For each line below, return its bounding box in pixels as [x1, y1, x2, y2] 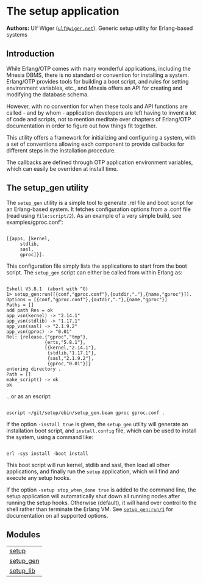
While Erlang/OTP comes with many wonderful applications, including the [6, 65, 191, 72]
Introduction [6, 49, 55, 59]
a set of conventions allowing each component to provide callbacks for [6, 140, 185, 148]
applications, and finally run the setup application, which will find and [6, 468, 180, 475]
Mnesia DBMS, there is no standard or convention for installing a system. [6, 71, 190, 79]
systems [6, 30, 27, 38]
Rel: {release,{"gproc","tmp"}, [6, 334, 88, 340]
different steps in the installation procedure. [6, 146, 116, 154]
